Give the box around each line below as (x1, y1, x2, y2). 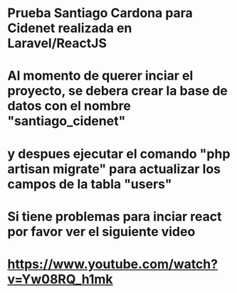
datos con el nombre (7, 98, 132, 114)
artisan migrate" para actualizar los (7, 161, 221, 177)
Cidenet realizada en (7, 20, 132, 36)
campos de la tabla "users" (7, 176, 172, 192)
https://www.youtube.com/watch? (7, 256, 218, 272)
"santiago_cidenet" (7, 113, 126, 129)
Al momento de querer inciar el (7, 68, 194, 84)
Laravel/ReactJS (7, 36, 107, 51)
